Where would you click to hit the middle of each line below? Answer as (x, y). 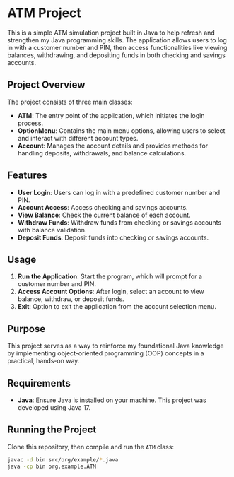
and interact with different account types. (78, 138)
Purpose (27, 329)
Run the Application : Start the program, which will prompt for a (110, 276)
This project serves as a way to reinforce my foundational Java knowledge (116, 346)
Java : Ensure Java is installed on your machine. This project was (112, 400)
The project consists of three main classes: (70, 102)
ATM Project (44, 13)
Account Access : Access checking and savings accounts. (103, 207)
